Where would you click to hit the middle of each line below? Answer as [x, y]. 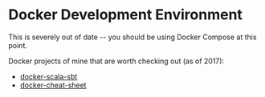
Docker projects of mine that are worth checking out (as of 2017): [116, 61]
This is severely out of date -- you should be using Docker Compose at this [132, 37]
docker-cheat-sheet [53, 85]
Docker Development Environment [126, 15]
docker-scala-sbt [49, 76]
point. [18, 45]
